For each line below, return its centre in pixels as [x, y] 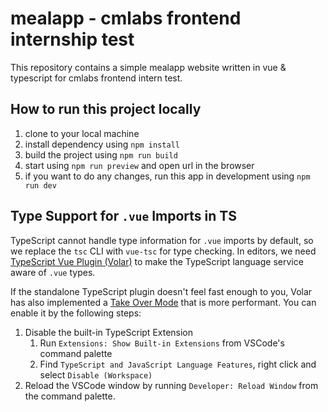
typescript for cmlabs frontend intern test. [96, 78]
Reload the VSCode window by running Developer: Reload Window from [171, 385]
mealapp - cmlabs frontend [126, 18]
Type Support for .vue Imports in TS [123, 216]
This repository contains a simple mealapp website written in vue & [148, 67]
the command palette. [70, 396]
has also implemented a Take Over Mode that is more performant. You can [163, 302]
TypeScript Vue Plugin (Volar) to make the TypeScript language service [157, 261]
